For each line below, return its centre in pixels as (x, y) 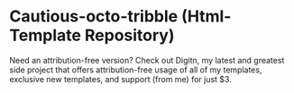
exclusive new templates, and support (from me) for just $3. (120, 79)
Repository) (129, 35)
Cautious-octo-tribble (94, 17)
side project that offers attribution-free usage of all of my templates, (136, 70)
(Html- (207, 17)
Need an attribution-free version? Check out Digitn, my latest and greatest (147, 60)
